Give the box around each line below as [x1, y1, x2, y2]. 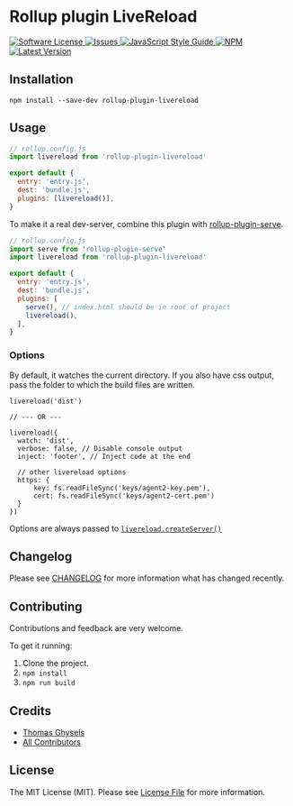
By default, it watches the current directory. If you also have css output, [9, 370, 274, 380]
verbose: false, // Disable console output [17, 444, 182, 453]
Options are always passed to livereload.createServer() [9, 523, 222, 534]
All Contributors [22, 737, 81, 747]
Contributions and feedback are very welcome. [9, 623, 184, 634]
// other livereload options [17, 467, 127, 477]
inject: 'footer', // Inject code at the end [17, 452, 191, 461]
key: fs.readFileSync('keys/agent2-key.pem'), [32, 483, 211, 492]
